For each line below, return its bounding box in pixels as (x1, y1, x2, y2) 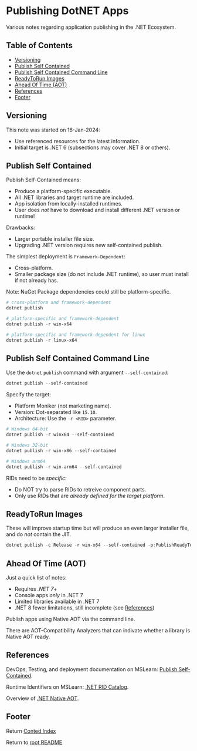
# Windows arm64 (6, 458, 46, 464)
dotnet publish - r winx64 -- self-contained (6, 432, 114, 438)
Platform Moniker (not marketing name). (14, 402, 111, 409)
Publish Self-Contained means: (6, 176, 81, 183)
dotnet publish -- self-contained (6, 380, 88, 386)
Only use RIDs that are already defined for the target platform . (14, 492, 165, 499)
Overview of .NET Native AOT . (6, 695, 79, 702)
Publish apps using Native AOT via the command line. (6, 615, 135, 623)
